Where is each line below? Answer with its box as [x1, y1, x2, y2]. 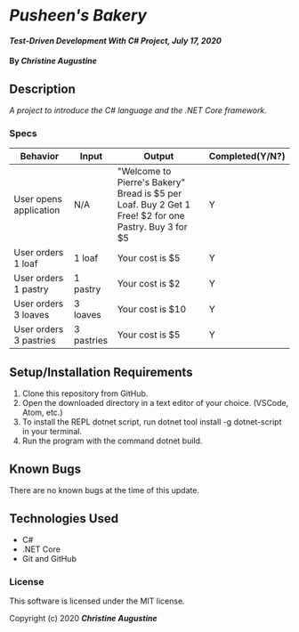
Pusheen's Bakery [9, 5, 148, 26]
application [13, 204, 61, 216]
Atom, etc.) [21, 407, 63, 418]
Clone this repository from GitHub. [21, 388, 149, 399]
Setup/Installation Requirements [9, 364, 193, 379]
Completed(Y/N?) [208, 150, 286, 163]
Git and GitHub [21, 553, 77, 563]
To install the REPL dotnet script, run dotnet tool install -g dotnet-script [21, 417, 282, 427]
